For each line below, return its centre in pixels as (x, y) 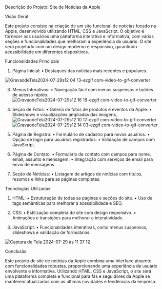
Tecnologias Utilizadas (28, 189)
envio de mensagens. (34, 164)
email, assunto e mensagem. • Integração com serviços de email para (82, 159)
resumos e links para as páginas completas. (56, 179)
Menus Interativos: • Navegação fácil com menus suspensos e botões (83, 89)
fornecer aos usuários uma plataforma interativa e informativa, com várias (80, 36)
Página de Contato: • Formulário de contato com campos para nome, (81, 154)
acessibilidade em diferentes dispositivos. (47, 52)
